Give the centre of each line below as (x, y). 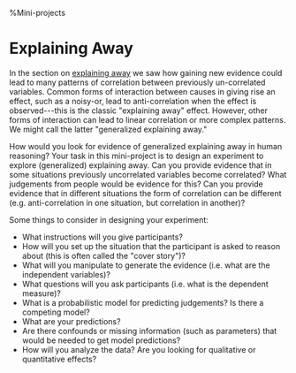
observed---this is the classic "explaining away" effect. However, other (138, 110)
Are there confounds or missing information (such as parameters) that (149, 331)
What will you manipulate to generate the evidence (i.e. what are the (146, 265)
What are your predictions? (71, 321)
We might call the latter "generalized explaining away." (108, 129)
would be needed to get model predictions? (101, 340)
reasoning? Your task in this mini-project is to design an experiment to (137, 156)
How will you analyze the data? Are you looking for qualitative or (139, 349)
